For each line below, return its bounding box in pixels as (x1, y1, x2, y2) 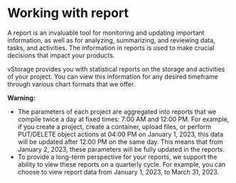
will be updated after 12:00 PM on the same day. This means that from (17, 137, 224, 146)
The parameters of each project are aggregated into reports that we (17, 107, 217, 116)
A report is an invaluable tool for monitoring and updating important (7, 28, 205, 37)
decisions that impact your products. (7, 51, 115, 60)
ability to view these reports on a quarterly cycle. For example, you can (17, 160, 226, 168)
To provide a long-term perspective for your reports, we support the (17, 152, 218, 161)
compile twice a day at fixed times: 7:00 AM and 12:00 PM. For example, (17, 115, 230, 123)
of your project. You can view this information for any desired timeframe (7, 72, 218, 81)
